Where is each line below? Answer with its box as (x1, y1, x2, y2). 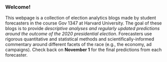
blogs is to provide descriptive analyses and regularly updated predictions (5, 25, 160, 31)
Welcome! (5, 3, 31, 10)
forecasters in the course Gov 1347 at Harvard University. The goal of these (5, 20, 162, 26)
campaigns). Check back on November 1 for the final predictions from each (5, 46, 162, 53)
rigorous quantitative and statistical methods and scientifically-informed (5, 36, 154, 42)
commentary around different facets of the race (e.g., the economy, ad (5, 41, 152, 47)
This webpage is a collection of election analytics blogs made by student (5, 15, 156, 21)
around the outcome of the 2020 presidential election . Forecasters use (5, 31, 152, 37)
